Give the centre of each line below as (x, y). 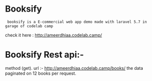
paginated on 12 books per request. (41, 73)
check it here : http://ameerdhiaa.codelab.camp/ (54, 35)
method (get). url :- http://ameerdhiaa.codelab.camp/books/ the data (74, 68)
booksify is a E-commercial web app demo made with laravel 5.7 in (77, 22)
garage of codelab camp (29, 26)
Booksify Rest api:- (45, 55)
